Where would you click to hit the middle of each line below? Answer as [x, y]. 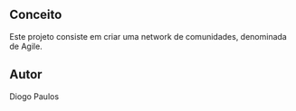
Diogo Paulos [34, 96]
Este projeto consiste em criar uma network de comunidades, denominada [148, 36]
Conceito [36, 15]
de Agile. [26, 46]
